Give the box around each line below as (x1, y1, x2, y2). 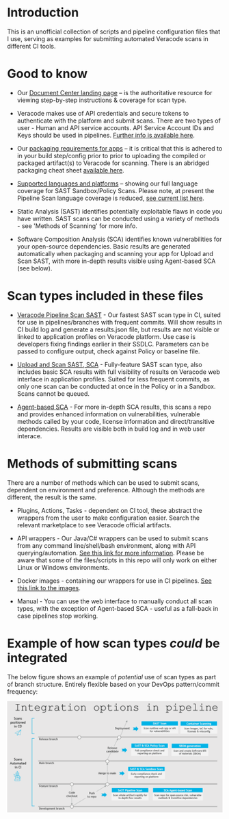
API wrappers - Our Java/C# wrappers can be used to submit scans (16, 534, 208, 542)
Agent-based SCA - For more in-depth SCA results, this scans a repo (16, 403, 212, 411)
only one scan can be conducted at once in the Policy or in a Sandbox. (16, 382, 216, 390)
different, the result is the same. (7, 493, 97, 501)
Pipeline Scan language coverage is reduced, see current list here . (16, 194, 205, 202)
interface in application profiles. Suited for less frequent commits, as (16, 375, 210, 383)
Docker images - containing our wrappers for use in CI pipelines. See (16, 577, 212, 585)
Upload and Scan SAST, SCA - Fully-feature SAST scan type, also (16, 360, 203, 368)
